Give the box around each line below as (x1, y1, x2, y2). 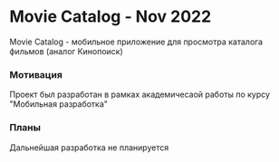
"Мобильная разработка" (9, 99, 109, 110)
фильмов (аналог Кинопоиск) (9, 45, 124, 56)
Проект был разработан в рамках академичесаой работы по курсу (9, 89, 270, 100)
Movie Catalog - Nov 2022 (9, 6, 212, 27)
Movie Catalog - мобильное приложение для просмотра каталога (9, 36, 263, 47)
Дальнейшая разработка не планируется (9, 142, 169, 153)
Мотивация (9, 68, 63, 81)
